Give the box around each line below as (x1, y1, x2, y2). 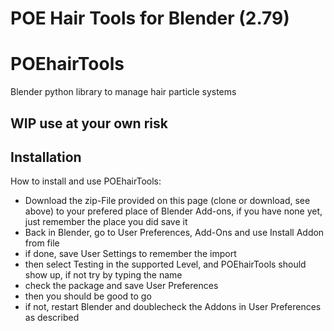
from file (24, 237, 60, 249)
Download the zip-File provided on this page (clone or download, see (24, 195, 311, 207)
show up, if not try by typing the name (24, 269, 183, 281)
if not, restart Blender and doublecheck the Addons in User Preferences (24, 301, 322, 313)
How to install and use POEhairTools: (10, 175, 162, 187)
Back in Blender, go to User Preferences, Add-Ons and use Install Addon (24, 227, 325, 239)
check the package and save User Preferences (24, 280, 219, 292)
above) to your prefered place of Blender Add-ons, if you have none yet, (24, 205, 323, 217)
